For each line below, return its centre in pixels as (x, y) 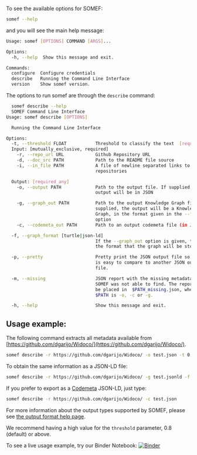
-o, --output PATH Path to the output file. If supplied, (105, 187)
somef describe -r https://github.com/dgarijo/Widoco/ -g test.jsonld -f (98, 377)
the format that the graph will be (139, 247)
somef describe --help (39, 106)
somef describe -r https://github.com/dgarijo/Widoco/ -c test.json (91, 399)
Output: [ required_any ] (40, 181)
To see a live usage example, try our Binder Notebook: (72, 445)
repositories (111, 171)
